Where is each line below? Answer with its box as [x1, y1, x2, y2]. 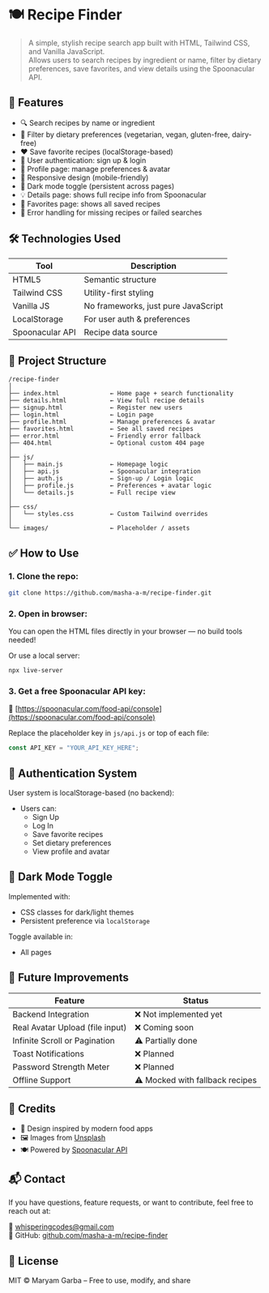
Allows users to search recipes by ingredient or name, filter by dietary [28, 55, 262, 65]
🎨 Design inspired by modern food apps [19, 1123, 154, 1133]
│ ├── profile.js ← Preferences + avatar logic [8, 482, 212, 490]
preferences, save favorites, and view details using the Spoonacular [28, 63, 255, 73]
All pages [19, 947, 52, 957]
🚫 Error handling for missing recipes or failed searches [19, 207, 203, 217]
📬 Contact [8, 1171, 66, 1186]
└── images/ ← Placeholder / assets [8, 524, 190, 532]
